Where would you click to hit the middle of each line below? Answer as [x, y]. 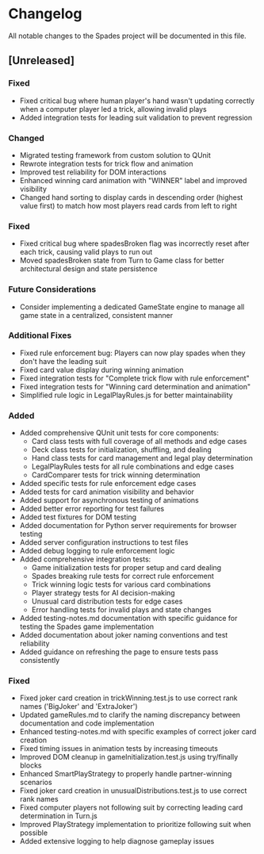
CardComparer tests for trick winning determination [116, 475]
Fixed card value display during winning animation [101, 370]
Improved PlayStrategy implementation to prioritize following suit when [135, 825]
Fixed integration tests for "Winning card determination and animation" [135, 386]
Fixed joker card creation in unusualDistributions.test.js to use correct [133, 791]
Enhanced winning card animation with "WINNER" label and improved [133, 180]
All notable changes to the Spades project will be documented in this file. [128, 36]
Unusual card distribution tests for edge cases [107, 601]
